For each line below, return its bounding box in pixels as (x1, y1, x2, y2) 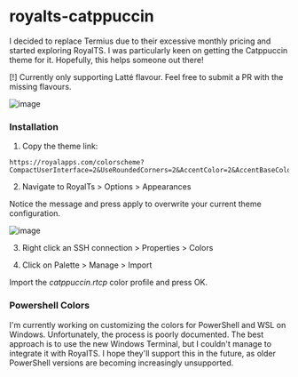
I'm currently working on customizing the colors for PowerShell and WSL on (9, 319, 286, 330)
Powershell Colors (9, 300, 90, 312)
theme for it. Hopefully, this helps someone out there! (9, 54, 204, 65)
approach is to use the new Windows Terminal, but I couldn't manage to (9, 338, 272, 349)
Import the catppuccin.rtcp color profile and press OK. (9, 277, 208, 288)
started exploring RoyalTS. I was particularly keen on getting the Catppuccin (9, 44, 288, 55)
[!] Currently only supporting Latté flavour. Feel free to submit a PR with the (9, 71, 284, 82)
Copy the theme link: (21, 140, 98, 152)
